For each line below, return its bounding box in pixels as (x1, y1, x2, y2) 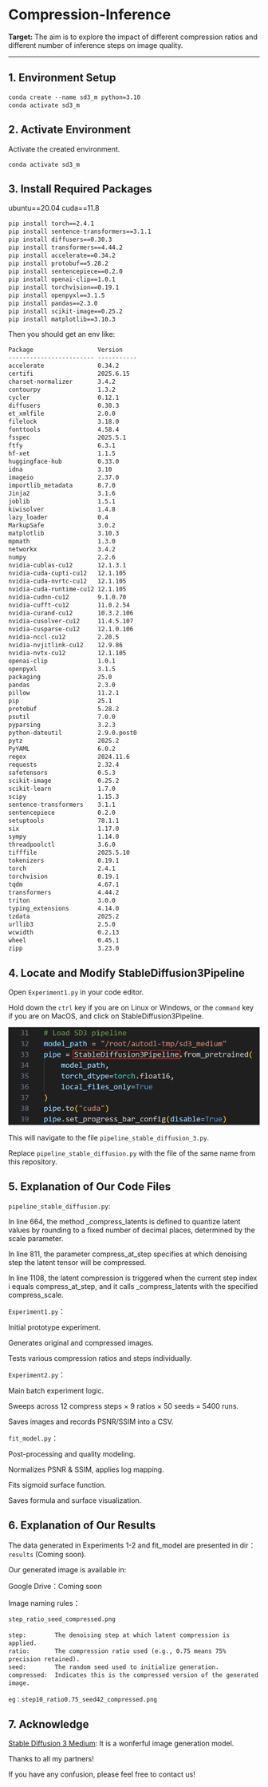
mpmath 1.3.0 (8, 537, 116, 546)
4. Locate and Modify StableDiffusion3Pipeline (8, 966, 246, 979)
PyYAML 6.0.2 (8, 745, 116, 753)
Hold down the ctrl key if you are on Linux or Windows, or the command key (8, 1003, 254, 1013)
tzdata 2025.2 (8, 912, 120, 921)
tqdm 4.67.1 (8, 880, 120, 889)
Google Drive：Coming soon (8, 1582, 102, 1591)
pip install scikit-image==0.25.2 (8, 307, 124, 316)
